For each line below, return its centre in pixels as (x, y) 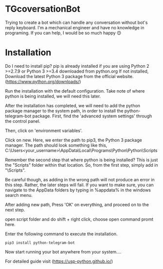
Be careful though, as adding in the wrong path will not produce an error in (80, 179)
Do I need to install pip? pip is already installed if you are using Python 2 (77, 66)
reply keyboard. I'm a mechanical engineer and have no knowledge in (75, 27)
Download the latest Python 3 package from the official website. (69, 76)
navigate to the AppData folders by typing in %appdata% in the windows (78, 190)
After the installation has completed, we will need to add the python (72, 105)
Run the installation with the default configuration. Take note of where (75, 91)
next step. (15, 210)
